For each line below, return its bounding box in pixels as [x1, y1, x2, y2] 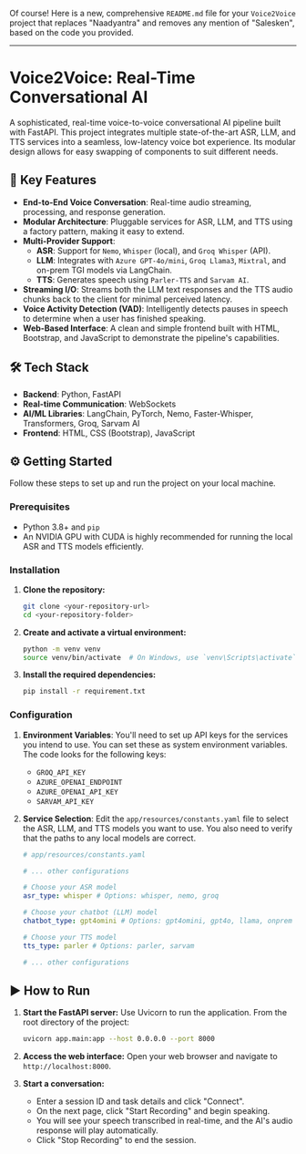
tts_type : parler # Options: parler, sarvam [22, 941, 195, 951]
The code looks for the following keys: [22, 748, 167, 759]
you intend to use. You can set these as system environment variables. [22, 738, 289, 750]
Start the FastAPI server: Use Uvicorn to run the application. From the [22, 1007, 288, 1018]
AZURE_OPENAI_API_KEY [36, 788, 118, 797]
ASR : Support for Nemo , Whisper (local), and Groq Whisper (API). [36, 245, 271, 256]
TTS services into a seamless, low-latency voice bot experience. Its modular [9, 136, 296, 147]
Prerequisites [9, 500, 70, 513]
